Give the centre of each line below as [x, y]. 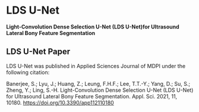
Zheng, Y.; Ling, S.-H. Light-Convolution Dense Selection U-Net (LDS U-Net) [100, 90]
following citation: [28, 72]
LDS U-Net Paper [38, 52]
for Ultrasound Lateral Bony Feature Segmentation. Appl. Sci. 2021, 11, [92, 96]
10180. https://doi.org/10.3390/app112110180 [60, 103]
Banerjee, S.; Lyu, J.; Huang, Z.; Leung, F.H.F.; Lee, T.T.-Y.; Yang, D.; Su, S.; [98, 84]
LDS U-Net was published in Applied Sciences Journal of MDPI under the [96, 66]
